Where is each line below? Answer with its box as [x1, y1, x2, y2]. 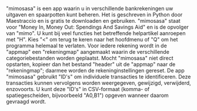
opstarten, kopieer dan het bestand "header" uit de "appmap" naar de [6, 61, 176, 68]
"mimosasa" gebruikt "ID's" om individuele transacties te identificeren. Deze [6, 73, 191, 80]
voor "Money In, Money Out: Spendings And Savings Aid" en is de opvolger [6, 23, 189, 30]
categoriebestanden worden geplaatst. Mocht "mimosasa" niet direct [6, 55, 173, 61]
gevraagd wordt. [6, 98, 46, 105]
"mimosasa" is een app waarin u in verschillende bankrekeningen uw [6, 5, 173, 12]
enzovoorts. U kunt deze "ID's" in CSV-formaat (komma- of [6, 86, 150, 92]
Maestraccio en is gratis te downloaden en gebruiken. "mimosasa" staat [6, 18, 181, 24]
